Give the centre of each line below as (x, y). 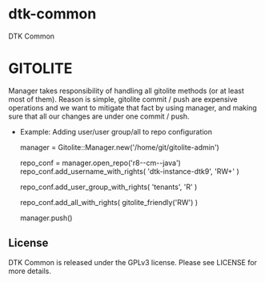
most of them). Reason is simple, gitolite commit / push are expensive (123, 99)
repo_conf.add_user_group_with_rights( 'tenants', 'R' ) (108, 187)
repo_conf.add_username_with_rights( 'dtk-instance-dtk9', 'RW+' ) (129, 171)
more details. (30, 271)
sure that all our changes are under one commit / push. (99, 116)
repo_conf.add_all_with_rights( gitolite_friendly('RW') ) (109, 202)
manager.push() (46, 218)
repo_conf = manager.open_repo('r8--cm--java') (100, 163)
